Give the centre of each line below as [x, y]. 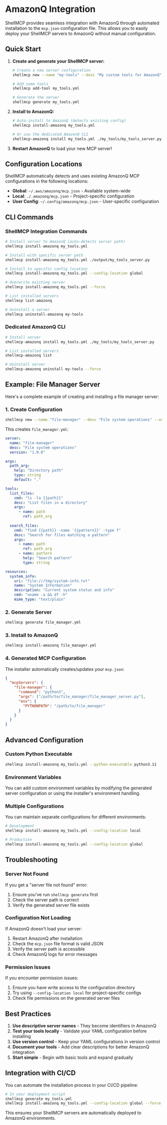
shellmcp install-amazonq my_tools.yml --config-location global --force [83, 1103]
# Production [19, 840]
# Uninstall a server [28, 309]
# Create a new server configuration [51, 70]
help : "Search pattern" [47, 558]
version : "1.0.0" [28, 452]
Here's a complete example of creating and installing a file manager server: [82, 396]
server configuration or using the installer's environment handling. [73, 793]
